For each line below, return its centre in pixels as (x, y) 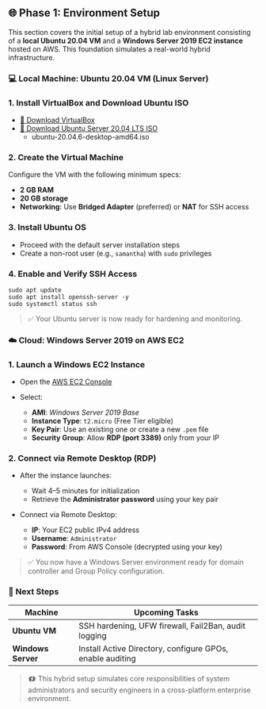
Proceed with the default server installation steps (100, 244)
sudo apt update (35, 290)
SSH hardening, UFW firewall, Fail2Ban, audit (162, 626)
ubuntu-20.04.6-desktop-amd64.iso (90, 137)
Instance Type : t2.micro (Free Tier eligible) (103, 421)
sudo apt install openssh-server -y (68, 297)
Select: (31, 397)
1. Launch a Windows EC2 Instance (77, 364)
